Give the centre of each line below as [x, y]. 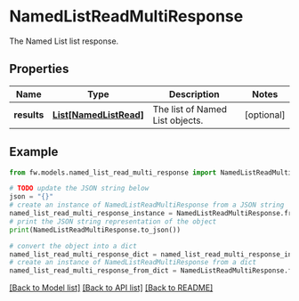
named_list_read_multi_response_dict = [83, 254]
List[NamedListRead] [98, 115]
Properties [39, 69]
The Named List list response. [64, 41]
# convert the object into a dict [73, 246]
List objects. [178, 120]
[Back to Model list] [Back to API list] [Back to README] [111, 288]
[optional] [265, 115]
